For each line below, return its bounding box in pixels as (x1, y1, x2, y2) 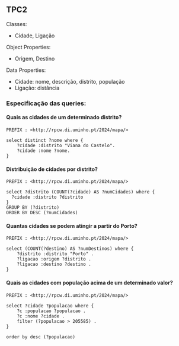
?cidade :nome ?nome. (17, 148, 70, 154)
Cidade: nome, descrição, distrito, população (14, 78, 125, 85)
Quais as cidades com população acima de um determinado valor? (6, 279, 173, 286)
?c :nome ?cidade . (17, 313, 65, 319)
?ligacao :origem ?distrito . (17, 256, 92, 262)
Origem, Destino (14, 55, 55, 62)
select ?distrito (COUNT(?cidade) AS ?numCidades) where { (6, 189, 155, 195)
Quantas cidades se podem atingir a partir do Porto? (6, 222, 138, 229)
